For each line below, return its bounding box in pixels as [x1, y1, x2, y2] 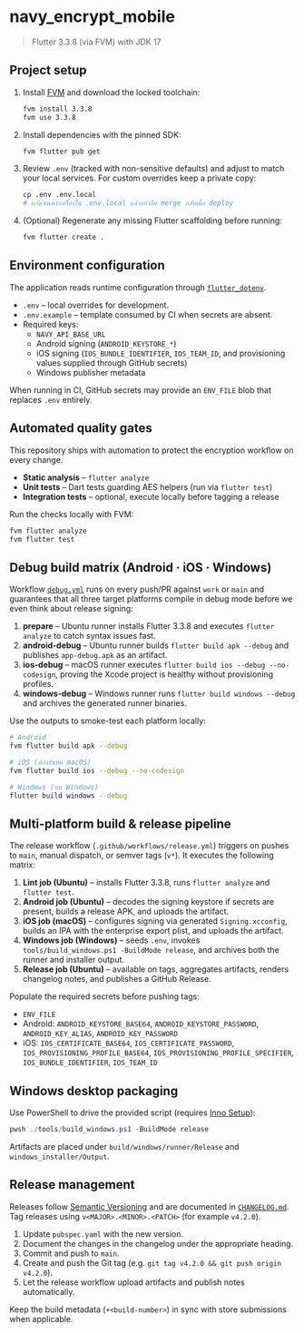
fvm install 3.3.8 [22, 104, 93, 113]
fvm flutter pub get [22, 147, 101, 156]
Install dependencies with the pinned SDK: [22, 129, 181, 140]
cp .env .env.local [22, 191, 97, 200]
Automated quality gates [9, 420, 152, 436]
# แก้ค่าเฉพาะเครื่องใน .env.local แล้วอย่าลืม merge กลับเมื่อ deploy [22, 199, 234, 208]
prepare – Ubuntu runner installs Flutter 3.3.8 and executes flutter [22, 621, 275, 632]
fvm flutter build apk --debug [9, 741, 128, 750]
